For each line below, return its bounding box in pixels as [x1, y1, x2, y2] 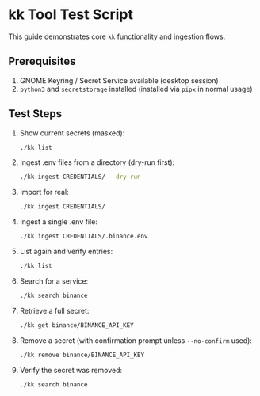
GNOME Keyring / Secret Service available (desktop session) [19, 75, 220, 85]
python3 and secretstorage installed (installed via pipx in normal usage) [19, 84, 253, 93]
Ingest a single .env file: [19, 217, 97, 227]
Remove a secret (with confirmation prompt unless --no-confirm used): [19, 335, 252, 345]
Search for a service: [19, 276, 89, 286]
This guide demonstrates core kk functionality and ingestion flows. [8, 32, 226, 41]
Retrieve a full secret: [19, 306, 90, 315]
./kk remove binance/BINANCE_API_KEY [19, 351, 145, 359]
